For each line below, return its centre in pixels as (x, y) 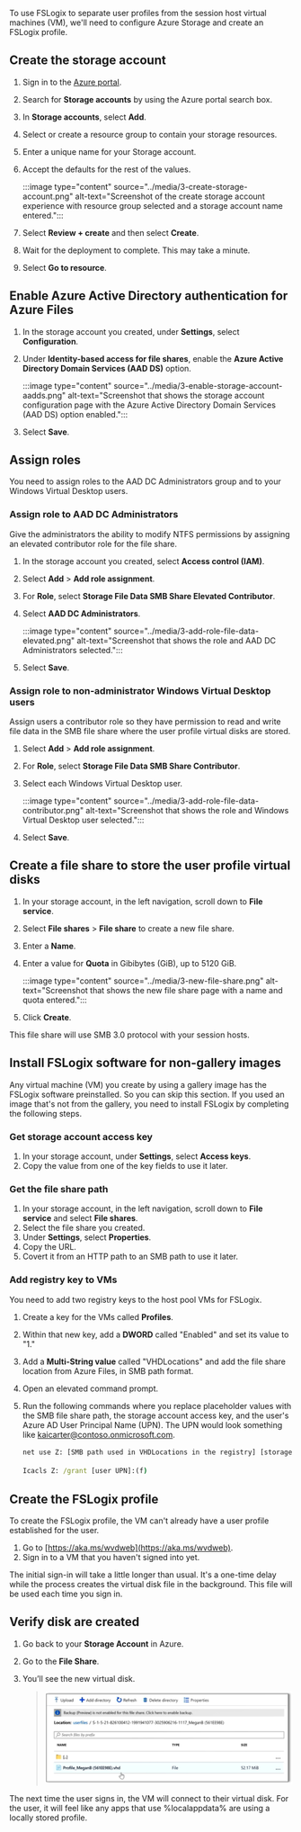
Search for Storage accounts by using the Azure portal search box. (147, 99)
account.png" (48, 196)
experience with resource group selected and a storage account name (152, 205)
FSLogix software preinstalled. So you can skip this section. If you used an (147, 1094)
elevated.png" (49, 640)
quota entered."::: (54, 1000)
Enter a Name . (49, 946)
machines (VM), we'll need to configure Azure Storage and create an (137, 22)
